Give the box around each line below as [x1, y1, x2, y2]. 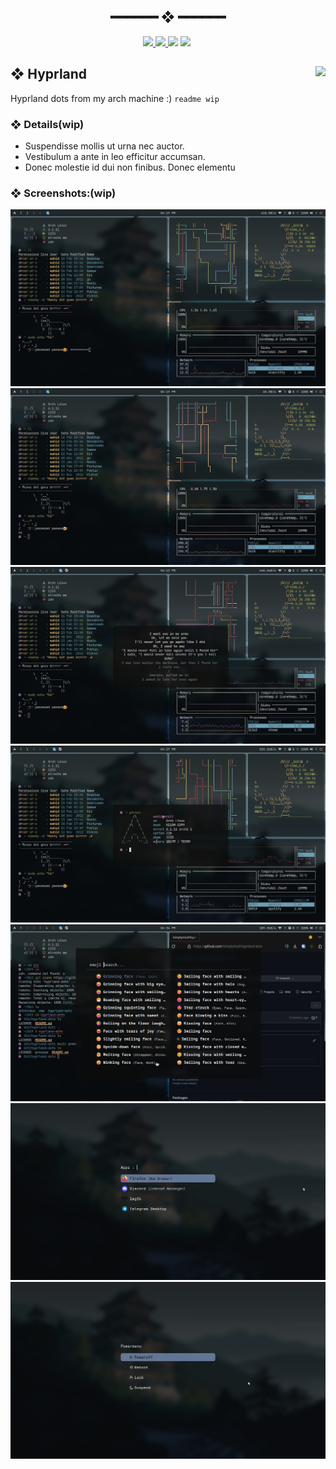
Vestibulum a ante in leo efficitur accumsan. [24, 150, 206, 162]
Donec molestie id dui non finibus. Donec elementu [24, 161, 236, 173]
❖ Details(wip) [10, 117, 85, 131]
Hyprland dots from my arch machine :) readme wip [10, 92, 220, 104]
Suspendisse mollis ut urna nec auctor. [24, 140, 185, 152]
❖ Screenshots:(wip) [10, 186, 117, 200]
